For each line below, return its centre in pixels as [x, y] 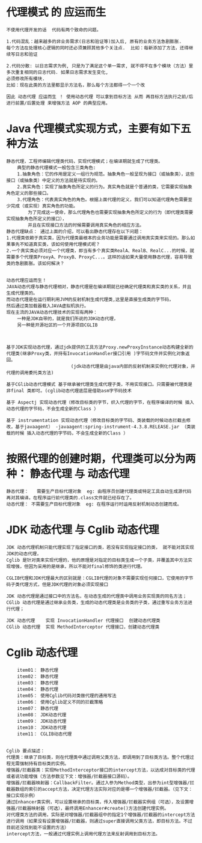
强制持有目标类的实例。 [44, 764]
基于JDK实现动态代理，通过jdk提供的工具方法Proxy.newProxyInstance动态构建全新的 [100, 347]
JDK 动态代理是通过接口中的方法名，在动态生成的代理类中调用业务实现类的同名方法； [97, 596]
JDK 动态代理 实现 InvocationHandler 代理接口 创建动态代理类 [83, 620]
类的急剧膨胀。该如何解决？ [35, 263]
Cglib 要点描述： [26, 751]
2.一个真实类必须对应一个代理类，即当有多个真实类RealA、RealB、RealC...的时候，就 [100, 251]
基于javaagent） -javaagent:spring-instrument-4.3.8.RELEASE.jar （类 [103, 427]
